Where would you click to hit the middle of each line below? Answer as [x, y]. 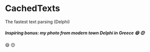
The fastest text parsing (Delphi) [37, 22]
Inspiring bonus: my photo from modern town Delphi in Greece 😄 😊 [75, 33]
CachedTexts [33, 8]
